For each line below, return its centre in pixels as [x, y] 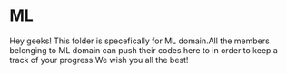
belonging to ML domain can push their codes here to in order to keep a [144, 50]
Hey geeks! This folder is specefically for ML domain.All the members [139, 41]
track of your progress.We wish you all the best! [99, 60]
